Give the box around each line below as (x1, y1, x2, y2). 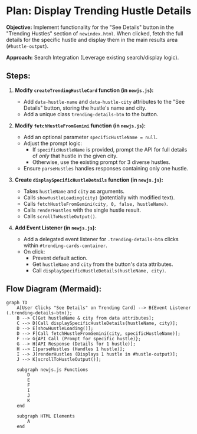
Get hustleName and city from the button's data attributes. (32, 261, 173, 268)
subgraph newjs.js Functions (17, 367, 88, 373)
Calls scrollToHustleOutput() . (23, 212, 97, 219)
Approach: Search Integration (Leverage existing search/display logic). (6, 54, 179, 61)
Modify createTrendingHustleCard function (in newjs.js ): (14, 87, 154, 94)
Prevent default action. (32, 254, 88, 261)
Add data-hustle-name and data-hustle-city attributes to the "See (23, 98, 185, 105)
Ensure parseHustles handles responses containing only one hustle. (23, 165, 189, 172)
